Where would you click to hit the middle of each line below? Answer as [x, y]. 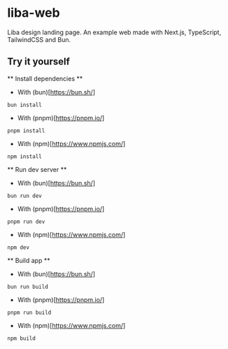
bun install [24, 105]
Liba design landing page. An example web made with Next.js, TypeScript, [114, 32]
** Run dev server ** [37, 169]
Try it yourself [38, 62]
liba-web [34, 13]
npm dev [19, 247]
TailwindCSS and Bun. [39, 39]
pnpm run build [29, 313]
